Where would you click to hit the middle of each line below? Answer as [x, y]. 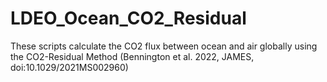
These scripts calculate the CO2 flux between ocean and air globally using [164, 46]
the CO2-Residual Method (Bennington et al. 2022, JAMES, [132, 56]
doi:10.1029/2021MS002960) [69, 67]
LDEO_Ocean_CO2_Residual [128, 18]
